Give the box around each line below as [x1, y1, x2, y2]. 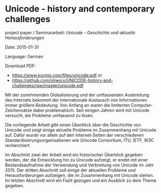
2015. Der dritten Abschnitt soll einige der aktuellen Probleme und [5, 167, 136, 173]
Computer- [131, 102, 153, 108]
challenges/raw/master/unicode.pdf [12, 82, 84, 88]
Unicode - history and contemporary [5, 3, 155, 15]
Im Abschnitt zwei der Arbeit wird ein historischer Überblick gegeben [5, 151, 143, 158]
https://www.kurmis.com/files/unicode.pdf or [12, 72, 102, 78]
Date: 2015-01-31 [5, 44, 39, 50]
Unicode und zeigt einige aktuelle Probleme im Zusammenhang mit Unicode [5, 127, 156, 133]
